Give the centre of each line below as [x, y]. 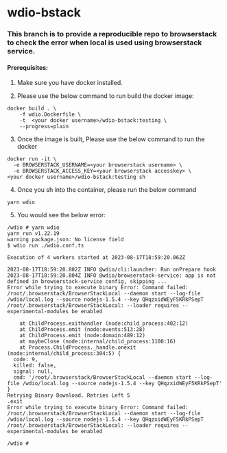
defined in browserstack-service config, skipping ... [87, 282]
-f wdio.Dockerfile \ [50, 114]
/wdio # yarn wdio [33, 228]
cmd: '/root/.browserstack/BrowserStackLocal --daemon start [103, 378]
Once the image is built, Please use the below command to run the [111, 139]
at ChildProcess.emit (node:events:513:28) [83, 330]
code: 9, [26, 360]
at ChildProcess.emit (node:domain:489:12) [83, 336]
